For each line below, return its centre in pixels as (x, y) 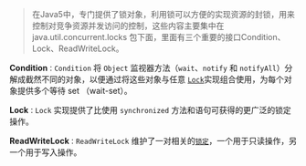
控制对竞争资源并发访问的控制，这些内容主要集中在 (128, 26)
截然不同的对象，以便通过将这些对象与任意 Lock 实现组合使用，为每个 (155, 79)
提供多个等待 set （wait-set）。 (74, 91)
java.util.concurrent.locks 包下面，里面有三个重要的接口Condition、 (158, 37)
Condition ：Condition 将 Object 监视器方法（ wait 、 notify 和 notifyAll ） (147, 68)
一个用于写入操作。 (46, 152)
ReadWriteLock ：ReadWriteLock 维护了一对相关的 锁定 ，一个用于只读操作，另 (153, 141)
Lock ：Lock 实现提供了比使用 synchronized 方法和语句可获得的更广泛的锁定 (151, 110)
